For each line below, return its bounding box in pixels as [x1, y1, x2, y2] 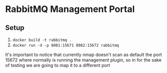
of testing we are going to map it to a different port [5, 62, 110, 68]
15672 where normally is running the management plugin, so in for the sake [5, 57, 162, 63]
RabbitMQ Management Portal [5, 3, 135, 15]
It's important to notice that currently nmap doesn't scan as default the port [5, 51, 162, 57]
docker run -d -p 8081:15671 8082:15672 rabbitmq [12, 43, 120, 48]
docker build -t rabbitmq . [12, 37, 72, 42]
